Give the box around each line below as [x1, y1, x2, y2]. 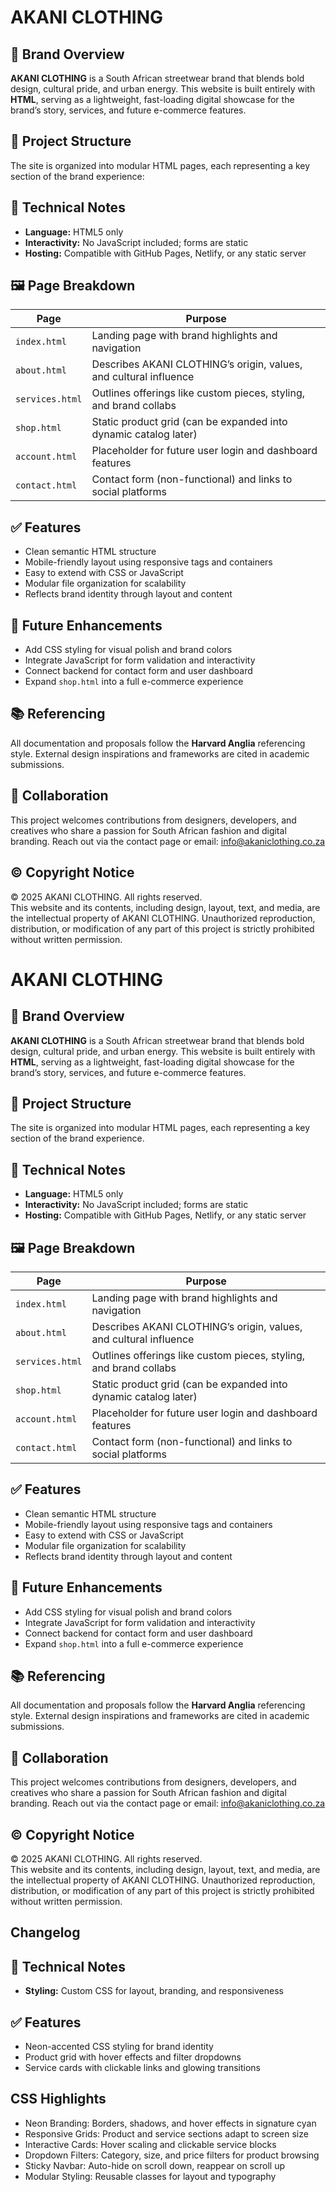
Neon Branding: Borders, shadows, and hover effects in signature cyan [24, 2117, 317, 2129]
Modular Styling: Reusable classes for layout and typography [24, 2170, 277, 2182]
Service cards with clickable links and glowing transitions [24, 2062, 262, 2074]
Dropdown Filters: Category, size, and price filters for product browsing [24, 2149, 320, 2161]
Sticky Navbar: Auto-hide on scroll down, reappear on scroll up [24, 2159, 286, 2171]
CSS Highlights [10, 2091, 107, 2108]
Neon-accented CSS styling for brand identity [24, 2041, 214, 2053]
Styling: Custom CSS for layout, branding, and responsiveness [24, 1985, 284, 1997]
